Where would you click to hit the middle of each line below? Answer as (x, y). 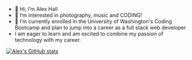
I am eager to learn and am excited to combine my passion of (89, 34)
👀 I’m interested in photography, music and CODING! (78, 15)
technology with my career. (48, 40)
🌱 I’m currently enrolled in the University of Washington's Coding (93, 21)
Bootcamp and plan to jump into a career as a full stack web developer (100, 27)
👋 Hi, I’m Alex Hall (36, 9)
